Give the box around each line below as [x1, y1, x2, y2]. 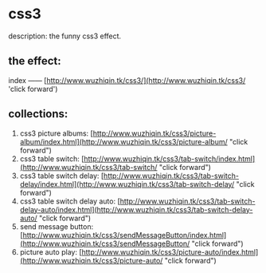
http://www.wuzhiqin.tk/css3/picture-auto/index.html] [81, 247, 259, 256]
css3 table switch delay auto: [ [19, 196, 121, 206]
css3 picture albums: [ [19, 129, 93, 138]
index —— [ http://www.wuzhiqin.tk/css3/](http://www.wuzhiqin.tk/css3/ [8, 75, 246, 85]
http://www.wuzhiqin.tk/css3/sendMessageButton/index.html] [22, 230, 227, 239]
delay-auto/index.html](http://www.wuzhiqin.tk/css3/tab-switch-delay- [19, 204, 253, 214]
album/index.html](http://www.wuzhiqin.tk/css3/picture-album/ [19, 136, 229, 146]
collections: [8, 107, 68, 121]
